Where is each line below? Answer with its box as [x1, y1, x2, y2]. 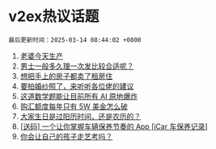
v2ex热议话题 [8, 7, 100, 26]
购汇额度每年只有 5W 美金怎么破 [19, 101, 128, 111]
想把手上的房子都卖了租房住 [19, 71, 113, 81]
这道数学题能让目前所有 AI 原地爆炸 [19, 91, 138, 101]
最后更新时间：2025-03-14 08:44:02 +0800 [8, 35, 142, 44]
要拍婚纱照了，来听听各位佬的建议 [19, 81, 134, 91]
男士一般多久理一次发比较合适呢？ [19, 61, 134, 71]
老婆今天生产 [19, 51, 63, 60]
